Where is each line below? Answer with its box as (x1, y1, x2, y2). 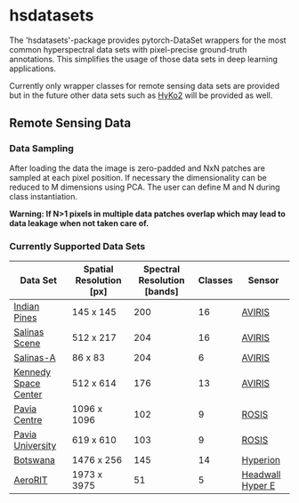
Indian (13, 300, 40, 312)
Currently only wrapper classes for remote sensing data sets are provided (9, 80, 280, 91)
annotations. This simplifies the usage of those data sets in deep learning (9, 53, 278, 64)
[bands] (144, 285, 180, 297)
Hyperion (241, 453, 280, 466)
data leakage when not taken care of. (9, 217, 149, 228)
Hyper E (241, 479, 276, 491)
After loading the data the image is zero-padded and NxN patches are (9, 162, 265, 174)
